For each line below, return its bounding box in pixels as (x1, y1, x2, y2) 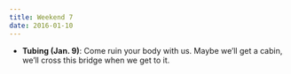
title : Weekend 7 (9, 12, 74, 22)
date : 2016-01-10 (9, 21, 74, 30)
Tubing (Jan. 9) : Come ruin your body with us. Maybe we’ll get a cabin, (21, 45, 283, 55)
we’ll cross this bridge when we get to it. (21, 55, 170, 65)
